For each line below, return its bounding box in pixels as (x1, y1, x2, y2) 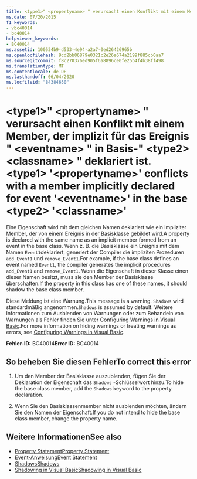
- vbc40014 (6, 25, 33, 31)
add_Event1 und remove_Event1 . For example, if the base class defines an (6, 254, 179, 261)
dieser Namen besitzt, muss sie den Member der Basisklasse (6, 273, 154, 280)
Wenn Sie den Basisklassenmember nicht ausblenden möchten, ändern (14, 402, 187, 409)
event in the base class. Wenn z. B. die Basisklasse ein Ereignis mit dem (6, 242, 180, 249)
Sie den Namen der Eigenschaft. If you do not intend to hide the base (14, 409, 181, 416)
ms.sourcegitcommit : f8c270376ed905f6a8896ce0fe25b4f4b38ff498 (6, 57, 164, 63)
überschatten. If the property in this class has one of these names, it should (6, 280, 188, 287)
